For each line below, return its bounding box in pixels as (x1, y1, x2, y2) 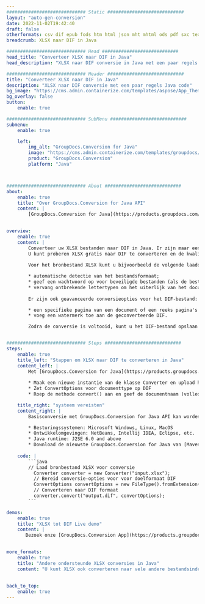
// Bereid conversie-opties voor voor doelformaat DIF (33, 476, 176, 482)
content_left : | (17, 363, 59, 369)
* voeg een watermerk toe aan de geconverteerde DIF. (28, 312, 168, 319)
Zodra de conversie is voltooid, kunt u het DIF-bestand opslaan (28, 323, 198, 330)
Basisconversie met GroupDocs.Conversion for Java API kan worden (28, 413, 201, 419)
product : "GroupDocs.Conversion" (28, 155, 113, 162)
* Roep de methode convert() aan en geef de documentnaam (28, 391, 179, 397)
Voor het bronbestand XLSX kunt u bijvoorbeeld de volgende (28, 262, 184, 268)
